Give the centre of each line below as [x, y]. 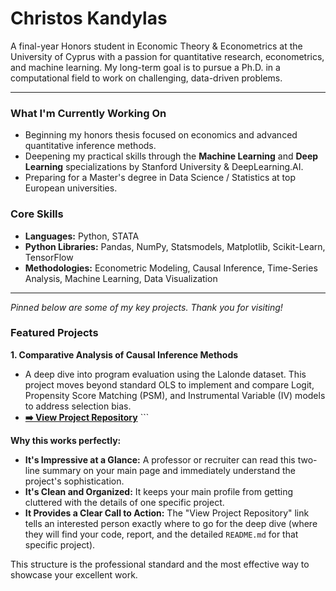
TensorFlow [49, 257]
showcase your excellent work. [74, 574]
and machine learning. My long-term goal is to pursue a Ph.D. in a [145, 67]
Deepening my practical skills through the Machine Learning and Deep [171, 156]
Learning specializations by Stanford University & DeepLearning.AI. [164, 167]
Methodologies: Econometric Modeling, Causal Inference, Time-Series [171, 268]
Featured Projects [54, 333]
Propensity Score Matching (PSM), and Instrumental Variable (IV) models [175, 395]
